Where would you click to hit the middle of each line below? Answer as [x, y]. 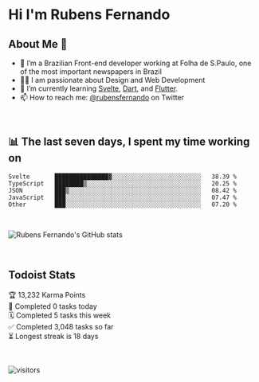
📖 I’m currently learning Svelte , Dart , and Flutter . [98, 88]
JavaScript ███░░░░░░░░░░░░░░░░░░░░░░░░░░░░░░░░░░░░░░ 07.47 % [123, 197]
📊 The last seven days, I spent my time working [129, 142]
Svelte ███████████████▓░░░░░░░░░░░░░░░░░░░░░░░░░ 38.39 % [123, 177]
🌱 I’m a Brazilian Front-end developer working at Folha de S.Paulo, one [135, 63]
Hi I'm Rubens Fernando [89, 15]
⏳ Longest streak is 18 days [53, 336]
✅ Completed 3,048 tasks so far [61, 326]
